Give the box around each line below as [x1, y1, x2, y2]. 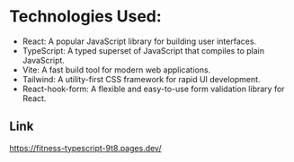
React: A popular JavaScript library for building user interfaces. [22, 36, 257, 47]
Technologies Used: [9, 6, 162, 27]
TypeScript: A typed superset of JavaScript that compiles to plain [22, 45, 265, 55]
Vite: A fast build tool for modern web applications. [22, 64, 211, 75]
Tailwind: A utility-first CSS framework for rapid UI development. [22, 73, 261, 84]
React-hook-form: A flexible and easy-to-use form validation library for [22, 83, 285, 94]
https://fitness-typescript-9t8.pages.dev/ [9, 142, 162, 153]
